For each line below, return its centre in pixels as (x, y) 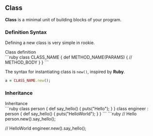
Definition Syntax (26, 32)
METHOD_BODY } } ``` (27, 62)
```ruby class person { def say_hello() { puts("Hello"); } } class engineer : (77, 109)
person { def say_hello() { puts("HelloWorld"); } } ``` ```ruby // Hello (71, 114)
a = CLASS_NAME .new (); (28, 81)
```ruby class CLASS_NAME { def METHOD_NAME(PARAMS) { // (69, 57)
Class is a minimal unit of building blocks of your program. (63, 19)
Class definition (21, 52)
